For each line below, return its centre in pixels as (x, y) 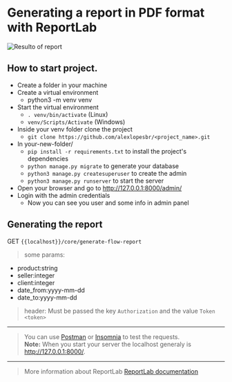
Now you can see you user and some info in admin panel (108, 203)
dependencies (48, 158)
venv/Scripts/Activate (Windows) (76, 122)
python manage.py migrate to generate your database (103, 166)
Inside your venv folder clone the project (75, 129)
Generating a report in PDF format (106, 13)
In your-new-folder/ (45, 144)
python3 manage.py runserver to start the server (96, 181)
